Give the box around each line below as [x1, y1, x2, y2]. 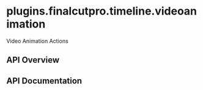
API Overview [6, 55, 60, 65]
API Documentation [6, 75, 83, 86]
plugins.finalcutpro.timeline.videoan [6, 4, 197, 18]
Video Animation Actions [6, 37, 68, 44]
